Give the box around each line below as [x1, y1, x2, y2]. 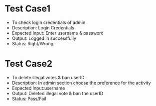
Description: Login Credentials [11, 24, 74, 30]
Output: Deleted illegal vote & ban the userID [11, 90, 104, 96]
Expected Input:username [11, 85, 65, 91]
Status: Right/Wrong [11, 40, 54, 46]
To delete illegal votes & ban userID [11, 74, 85, 80]
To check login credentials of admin [11, 19, 86, 25]
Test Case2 [4, 58, 53, 70]
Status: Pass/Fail [11, 96, 46, 102]
